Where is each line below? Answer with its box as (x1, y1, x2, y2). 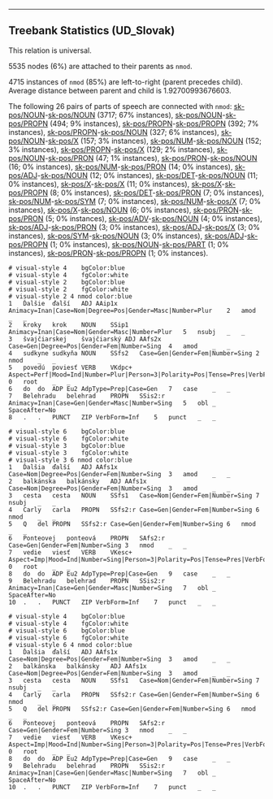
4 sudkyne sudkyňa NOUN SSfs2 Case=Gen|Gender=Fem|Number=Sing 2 (8, 349, 260, 358)
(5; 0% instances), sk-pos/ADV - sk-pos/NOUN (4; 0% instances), (45, 213, 262, 224)
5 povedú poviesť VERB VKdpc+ (8, 363, 132, 371)
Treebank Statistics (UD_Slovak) (8, 24, 175, 37)
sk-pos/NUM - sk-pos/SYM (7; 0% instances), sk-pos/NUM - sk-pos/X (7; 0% (8, 196, 262, 206)
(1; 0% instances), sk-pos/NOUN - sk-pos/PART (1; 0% (50, 239, 229, 249)
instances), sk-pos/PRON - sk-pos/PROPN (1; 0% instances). (8, 248, 209, 258)
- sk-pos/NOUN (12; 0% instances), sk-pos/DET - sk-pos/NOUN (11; (37, 170, 258, 180)
